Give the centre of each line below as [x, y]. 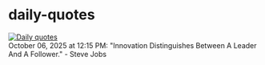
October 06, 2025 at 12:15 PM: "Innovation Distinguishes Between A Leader [133, 45]
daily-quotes [52, 15]
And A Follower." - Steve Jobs [57, 54]
